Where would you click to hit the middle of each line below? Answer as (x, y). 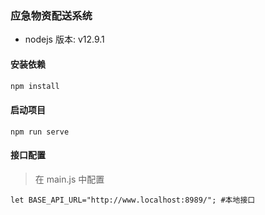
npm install (35, 86)
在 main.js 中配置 (69, 179)
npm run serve (40, 132)
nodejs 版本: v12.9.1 (64, 39)
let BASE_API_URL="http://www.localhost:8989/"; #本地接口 (133, 200)
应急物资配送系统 (51, 15)
